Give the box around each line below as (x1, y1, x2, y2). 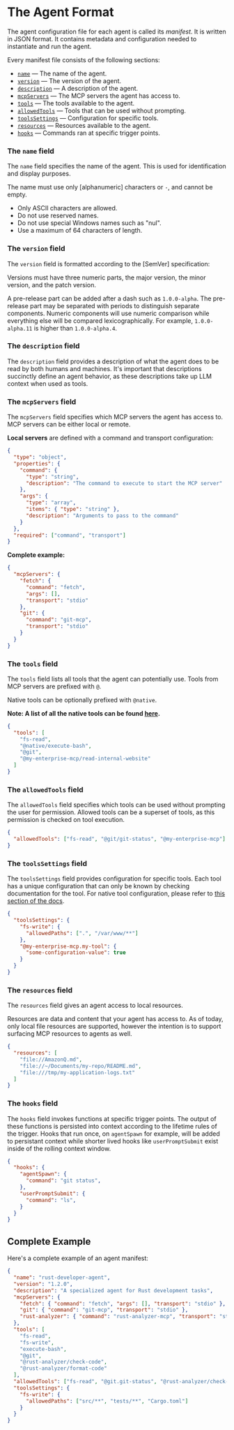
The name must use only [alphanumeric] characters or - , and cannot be (7, 183, 213, 192)
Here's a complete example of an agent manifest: (7, 1254, 148, 1262)
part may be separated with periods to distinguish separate (30, 301, 200, 310)
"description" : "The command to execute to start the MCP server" (25, 479, 223, 486)
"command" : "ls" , (25, 1197, 77, 1204)
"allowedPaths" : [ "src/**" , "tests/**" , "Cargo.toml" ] (25, 1397, 189, 1405)
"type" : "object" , (13, 454, 68, 461)
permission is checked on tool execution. (7, 816, 125, 824)
